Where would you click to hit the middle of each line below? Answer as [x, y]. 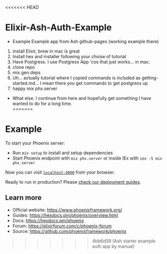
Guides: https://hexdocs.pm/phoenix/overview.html [65, 215]
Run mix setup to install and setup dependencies [62, 153]
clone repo [23, 67]
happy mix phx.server [35, 88]
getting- [150, 78]
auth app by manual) [113, 246]
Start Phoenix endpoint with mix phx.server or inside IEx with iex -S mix [87, 158]
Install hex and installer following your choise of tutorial [69, 56]
